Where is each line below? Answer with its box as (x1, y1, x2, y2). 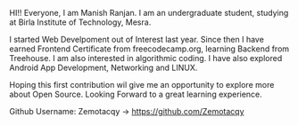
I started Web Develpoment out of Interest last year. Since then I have (9, 35, 265, 44)
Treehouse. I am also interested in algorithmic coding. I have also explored (9, 53, 283, 63)
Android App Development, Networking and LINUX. (9, 62, 198, 73)
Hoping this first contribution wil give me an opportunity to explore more (9, 80, 275, 90)
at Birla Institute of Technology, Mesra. (9, 17, 152, 27)
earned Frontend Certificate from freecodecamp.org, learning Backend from (9, 43, 290, 54)
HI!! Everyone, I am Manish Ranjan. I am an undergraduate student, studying (9, 8, 289, 18)
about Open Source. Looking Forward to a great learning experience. (9, 89, 263, 99)
